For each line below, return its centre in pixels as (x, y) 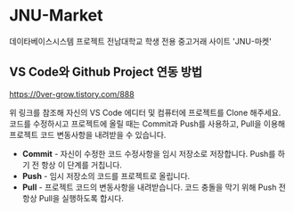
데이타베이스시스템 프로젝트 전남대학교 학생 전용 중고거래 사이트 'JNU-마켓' (140, 41)
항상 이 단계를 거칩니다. (82, 165)
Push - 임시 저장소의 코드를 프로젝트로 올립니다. (106, 175)
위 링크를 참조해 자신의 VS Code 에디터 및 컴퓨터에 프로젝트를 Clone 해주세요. (145, 112)
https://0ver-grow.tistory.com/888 (72, 94)
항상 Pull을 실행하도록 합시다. (73, 198)
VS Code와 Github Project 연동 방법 (106, 72)
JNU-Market (57, 16)
